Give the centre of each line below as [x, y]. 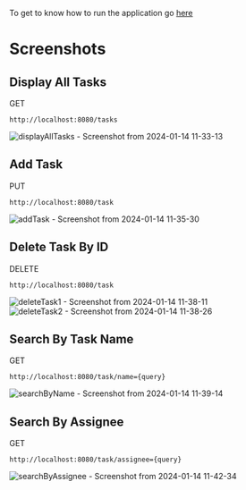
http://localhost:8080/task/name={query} [88, 377]
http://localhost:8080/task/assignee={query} [95, 460]
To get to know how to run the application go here [102, 13]
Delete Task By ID [59, 247]
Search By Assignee [67, 422]
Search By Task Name [72, 339]
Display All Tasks [58, 82]
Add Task [36, 165]
